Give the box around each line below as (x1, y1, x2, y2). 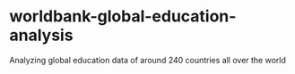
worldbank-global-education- (9, 6, 237, 27)
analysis (9, 25, 74, 45)
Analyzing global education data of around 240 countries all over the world (9, 54, 287, 65)
